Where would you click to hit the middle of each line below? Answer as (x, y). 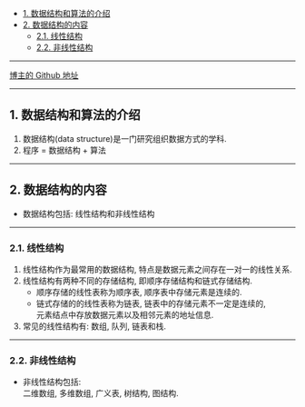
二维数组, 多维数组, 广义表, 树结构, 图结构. (100, 393)
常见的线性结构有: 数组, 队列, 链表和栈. (94, 326)
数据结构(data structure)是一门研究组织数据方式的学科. (124, 138)
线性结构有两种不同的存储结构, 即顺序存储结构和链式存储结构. (137, 281)
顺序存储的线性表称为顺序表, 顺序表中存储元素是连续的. (139, 292)
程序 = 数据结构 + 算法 (64, 150)
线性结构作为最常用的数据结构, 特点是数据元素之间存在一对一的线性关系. (157, 269)
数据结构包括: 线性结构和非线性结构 (89, 213)
